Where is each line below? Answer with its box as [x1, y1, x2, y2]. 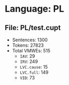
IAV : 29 [19, 53, 35, 59]
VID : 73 [19, 75, 35, 80]
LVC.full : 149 [19, 69, 49, 75]
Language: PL [5, 3, 64, 15]
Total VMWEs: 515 [12, 48, 51, 53]
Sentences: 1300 [12, 37, 48, 43]
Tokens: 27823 [12, 42, 44, 48]
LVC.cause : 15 [19, 64, 48, 70]
